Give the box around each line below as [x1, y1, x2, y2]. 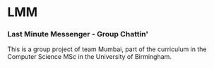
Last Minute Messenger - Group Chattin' [7, 29, 149, 39]
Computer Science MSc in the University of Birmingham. [7, 53, 172, 61]
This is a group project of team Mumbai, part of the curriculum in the [7, 45, 207, 53]
